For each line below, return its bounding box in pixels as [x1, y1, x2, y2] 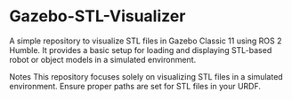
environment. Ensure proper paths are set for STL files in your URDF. [9, 81, 261, 91]
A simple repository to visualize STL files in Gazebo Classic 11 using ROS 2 [9, 35, 282, 46]
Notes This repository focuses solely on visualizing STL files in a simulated [9, 71, 283, 81]
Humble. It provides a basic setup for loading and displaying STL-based [9, 44, 272, 55]
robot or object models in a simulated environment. [9, 54, 197, 65]
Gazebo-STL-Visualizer [9, 6, 186, 27]
